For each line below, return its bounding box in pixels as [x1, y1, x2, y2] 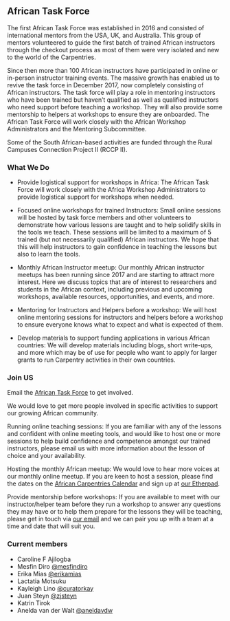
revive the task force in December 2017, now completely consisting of [7, 80, 204, 89]
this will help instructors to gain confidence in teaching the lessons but [16, 243, 218, 251]
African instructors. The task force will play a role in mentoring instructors [7, 88, 216, 96]
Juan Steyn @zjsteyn [16, 591, 78, 600]
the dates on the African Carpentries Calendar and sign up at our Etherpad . [7, 479, 220, 488]
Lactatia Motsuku [16, 577, 67, 585]
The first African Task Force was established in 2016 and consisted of [7, 23, 205, 32]
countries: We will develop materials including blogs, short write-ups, [16, 341, 214, 349]
